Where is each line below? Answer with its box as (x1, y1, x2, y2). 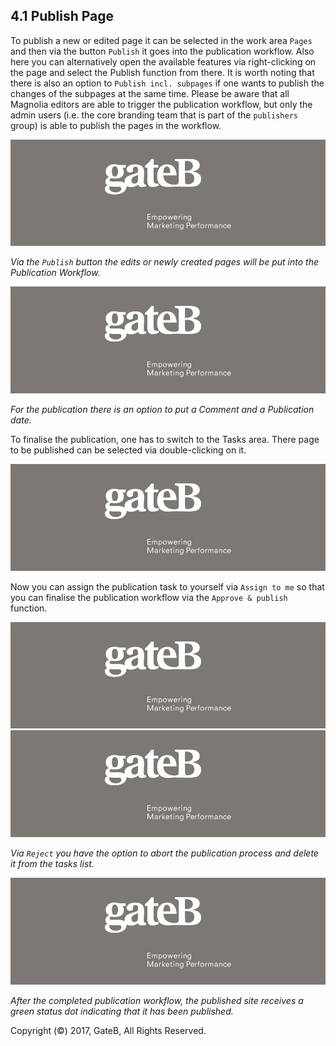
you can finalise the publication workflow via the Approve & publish (10, 591, 288, 603)
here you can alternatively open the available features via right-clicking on (10, 55, 317, 68)
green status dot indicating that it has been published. (10, 1005, 234, 1017)
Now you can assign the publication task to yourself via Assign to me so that (10, 580, 325, 593)
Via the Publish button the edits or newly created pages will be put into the (10, 256, 319, 268)
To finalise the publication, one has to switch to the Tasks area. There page (10, 434, 320, 446)
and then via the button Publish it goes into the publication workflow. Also (10, 45, 315, 57)
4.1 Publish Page (10, 8, 115, 25)
